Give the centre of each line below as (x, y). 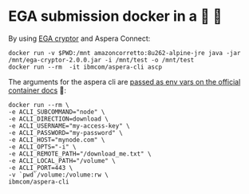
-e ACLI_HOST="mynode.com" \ (57, 140)
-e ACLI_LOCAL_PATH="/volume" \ (62, 160)
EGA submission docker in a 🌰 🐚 (115, 16)
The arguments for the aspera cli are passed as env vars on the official (125, 81)
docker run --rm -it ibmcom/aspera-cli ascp (85, 67)
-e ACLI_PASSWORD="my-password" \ (66, 133)
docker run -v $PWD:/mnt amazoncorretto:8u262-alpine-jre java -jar (125, 53)
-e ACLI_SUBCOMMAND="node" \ (57, 112)
